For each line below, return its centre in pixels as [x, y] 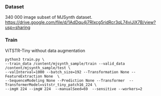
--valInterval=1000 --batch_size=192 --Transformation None [67, 72]
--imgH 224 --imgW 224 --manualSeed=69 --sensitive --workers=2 [74, 89]
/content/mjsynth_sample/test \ [38, 68]
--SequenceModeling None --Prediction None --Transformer [65, 81]
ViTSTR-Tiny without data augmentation [45, 50]
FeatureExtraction [24, 76]
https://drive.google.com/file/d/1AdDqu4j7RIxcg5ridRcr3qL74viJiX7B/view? [80, 22]
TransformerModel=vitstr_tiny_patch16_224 [49, 85]
